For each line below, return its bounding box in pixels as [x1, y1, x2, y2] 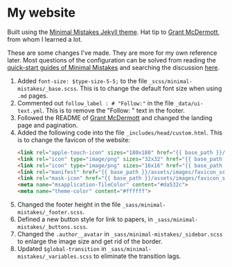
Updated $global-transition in [17, 245, 107, 253]
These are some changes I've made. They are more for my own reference [7, 49, 217, 57]
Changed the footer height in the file [17, 200, 121, 209]
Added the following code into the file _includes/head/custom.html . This [17, 128, 223, 137]
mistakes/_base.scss [17, 85, 77, 92]
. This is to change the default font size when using [75, 84, 222, 92]
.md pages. [17, 92, 48, 100]
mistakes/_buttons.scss [17, 224, 87, 231]
